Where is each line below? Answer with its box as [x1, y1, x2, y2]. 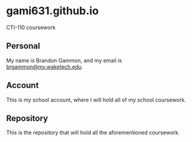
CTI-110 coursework [6, 24, 56, 31]
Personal [6, 41, 41, 51]
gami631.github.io [6, 4, 99, 18]
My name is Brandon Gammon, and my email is [6, 56, 123, 64]
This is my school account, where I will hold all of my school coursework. [6, 96, 187, 103]
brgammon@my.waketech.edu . [6, 63, 83, 70]
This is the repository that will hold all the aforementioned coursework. [6, 129, 180, 136]
